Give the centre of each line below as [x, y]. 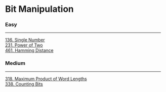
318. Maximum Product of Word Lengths [46, 79]
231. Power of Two [24, 45]
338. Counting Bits [24, 84]
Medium [15, 63]
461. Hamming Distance [29, 50]
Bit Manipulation [40, 9]
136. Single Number [25, 40]
